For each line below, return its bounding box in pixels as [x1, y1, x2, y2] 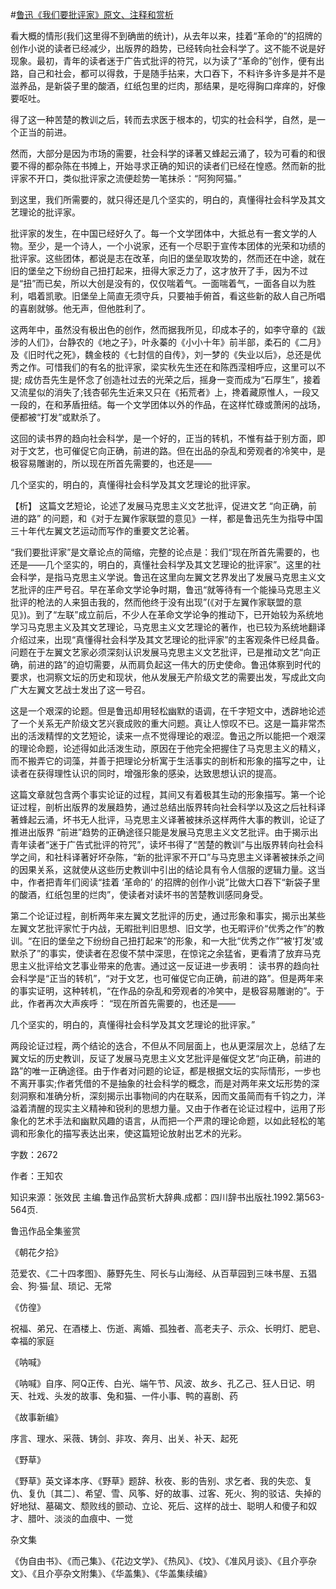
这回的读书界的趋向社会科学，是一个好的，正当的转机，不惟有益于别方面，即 [10, 433, 326, 444]
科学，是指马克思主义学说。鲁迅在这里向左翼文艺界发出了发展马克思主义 [18, 571, 317, 583]
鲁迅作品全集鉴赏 [10, 1225, 81, 1237]
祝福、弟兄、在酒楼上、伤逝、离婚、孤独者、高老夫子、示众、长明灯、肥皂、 [10, 1323, 326, 1334]
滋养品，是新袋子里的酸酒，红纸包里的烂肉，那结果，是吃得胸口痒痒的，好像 [10, 80, 326, 92]
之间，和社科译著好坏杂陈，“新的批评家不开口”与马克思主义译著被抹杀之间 [18, 851, 325, 863]
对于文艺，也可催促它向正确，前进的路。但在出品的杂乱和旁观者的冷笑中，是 [10, 445, 326, 457]
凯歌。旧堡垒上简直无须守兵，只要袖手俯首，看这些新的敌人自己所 [44, 290, 317, 302]
